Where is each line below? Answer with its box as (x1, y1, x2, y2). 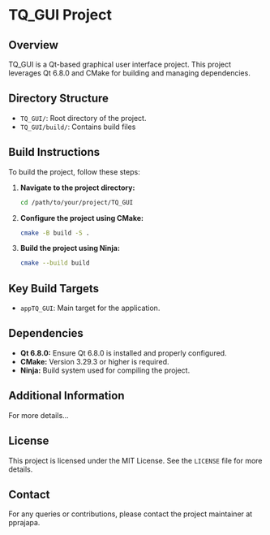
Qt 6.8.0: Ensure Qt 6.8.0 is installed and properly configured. (19, 347, 227, 358)
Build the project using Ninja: (19, 244, 120, 253)
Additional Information (8, 389, 125, 403)
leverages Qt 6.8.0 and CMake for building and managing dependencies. (8, 68, 251, 78)
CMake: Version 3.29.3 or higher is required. (19, 356, 169, 366)
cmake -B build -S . (19, 229, 90, 237)
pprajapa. (8, 518, 41, 528)
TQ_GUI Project (8, 6, 112, 24)
